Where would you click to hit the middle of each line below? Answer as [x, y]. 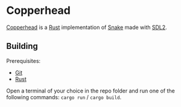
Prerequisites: [24, 60]
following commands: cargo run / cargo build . [64, 97]
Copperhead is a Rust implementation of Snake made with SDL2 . [87, 27]
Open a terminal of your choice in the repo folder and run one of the [91, 91]
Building [22, 46]
